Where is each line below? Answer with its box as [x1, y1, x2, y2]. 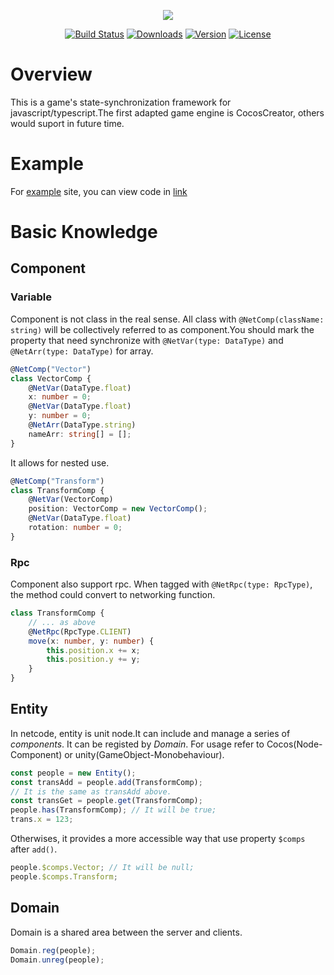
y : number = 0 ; [28, 411, 92, 421]
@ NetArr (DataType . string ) [28, 420, 137, 430]
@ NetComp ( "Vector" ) [10, 364, 92, 374]
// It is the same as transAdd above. [10, 786, 172, 797]
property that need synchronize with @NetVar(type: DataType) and [10, 334, 284, 346]
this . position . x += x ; [46, 645, 141, 655]
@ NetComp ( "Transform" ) [10, 476, 105, 486]
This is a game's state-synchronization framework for [10, 96, 232, 108]
